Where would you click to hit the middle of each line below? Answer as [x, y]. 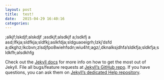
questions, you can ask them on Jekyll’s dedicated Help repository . [73, 72]
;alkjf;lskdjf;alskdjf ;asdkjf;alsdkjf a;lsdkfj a [48, 37]
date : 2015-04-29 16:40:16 [35, 19]
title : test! [20, 14]
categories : [17, 23]
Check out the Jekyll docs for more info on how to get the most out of [76, 62]
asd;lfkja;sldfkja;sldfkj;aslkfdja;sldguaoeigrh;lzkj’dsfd [58, 42]
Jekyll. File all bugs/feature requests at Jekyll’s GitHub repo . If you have [78, 67]
